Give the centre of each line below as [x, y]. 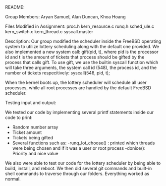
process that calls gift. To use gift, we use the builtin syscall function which [82, 62]
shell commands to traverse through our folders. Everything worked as [77, 174]
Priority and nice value [35, 154]
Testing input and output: [31, 103]
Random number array [35, 127]
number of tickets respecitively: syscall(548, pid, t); [57, 73]
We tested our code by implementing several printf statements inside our [80, 112]
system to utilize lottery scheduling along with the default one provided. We [82, 46]
